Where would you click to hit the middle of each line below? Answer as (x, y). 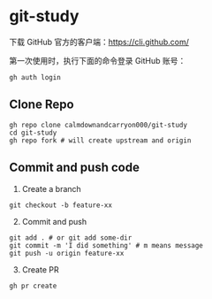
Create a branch (51, 188)
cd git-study (33, 133)
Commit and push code (74, 168)
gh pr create (33, 286)
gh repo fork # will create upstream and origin (100, 140)
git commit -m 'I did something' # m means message (106, 245)
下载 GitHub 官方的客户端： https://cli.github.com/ (99, 42)
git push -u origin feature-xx (67, 253)
